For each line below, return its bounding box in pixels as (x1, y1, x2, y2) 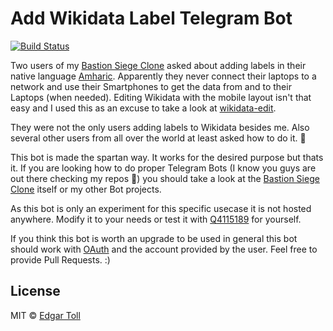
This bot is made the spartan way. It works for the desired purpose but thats (10, 151, 324, 163)
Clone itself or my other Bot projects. (10, 183, 162, 195)
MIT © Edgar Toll (10, 309, 81, 321)
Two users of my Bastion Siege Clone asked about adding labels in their (10, 59, 307, 71)
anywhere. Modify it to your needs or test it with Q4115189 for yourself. (10, 213, 302, 225)
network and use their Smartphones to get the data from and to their (10, 80, 292, 92)
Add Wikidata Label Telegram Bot (10, 7, 293, 30)
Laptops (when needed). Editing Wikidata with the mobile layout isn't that (10, 91, 312, 103)
